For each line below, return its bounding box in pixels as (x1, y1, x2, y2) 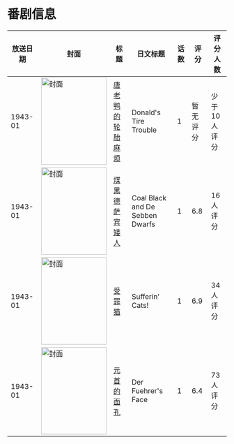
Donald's (131, 108, 162, 117)
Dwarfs (131, 219, 155, 229)
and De (131, 202, 155, 212)
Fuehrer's (131, 385, 164, 395)
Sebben (131, 210, 157, 220)
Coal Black (131, 193, 167, 202)
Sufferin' (131, 291, 160, 301)
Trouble (131, 125, 157, 135)
